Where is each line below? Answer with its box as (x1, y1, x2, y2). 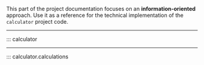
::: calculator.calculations (6, 53, 69, 60)
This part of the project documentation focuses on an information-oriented (6, 5, 196, 12)
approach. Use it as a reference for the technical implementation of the (6, 12, 184, 19)
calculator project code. (6, 18, 69, 25)
